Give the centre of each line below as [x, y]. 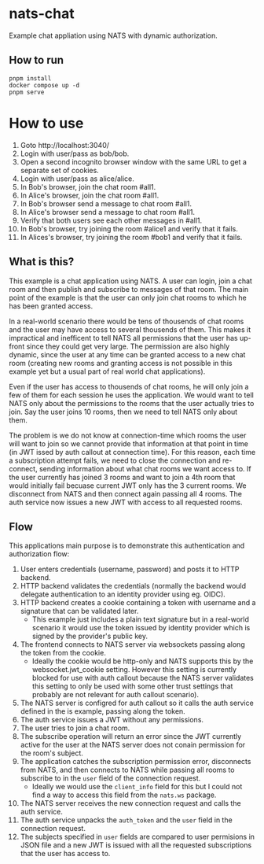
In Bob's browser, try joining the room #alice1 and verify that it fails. [129, 228]
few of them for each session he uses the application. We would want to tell [131, 395]
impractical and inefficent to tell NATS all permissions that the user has [123, 338]
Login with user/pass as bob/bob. [75, 153]
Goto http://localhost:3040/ [64, 145]
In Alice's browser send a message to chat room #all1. [108, 212]
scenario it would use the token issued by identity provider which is [141, 628]
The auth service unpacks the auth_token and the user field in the [126, 820]
